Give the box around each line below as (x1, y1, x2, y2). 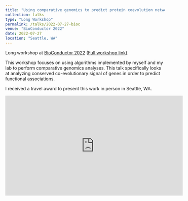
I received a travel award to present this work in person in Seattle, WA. (5, 85, 152, 91)
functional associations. (5, 76, 55, 82)
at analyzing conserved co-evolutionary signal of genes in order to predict (5, 70, 161, 76)
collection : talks (5, 12, 44, 17)
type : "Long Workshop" (5, 17, 53, 22)
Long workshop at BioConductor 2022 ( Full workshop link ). (5, 49, 129, 56)
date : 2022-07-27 (5, 31, 42, 36)
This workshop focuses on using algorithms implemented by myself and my (5, 59, 163, 65)
